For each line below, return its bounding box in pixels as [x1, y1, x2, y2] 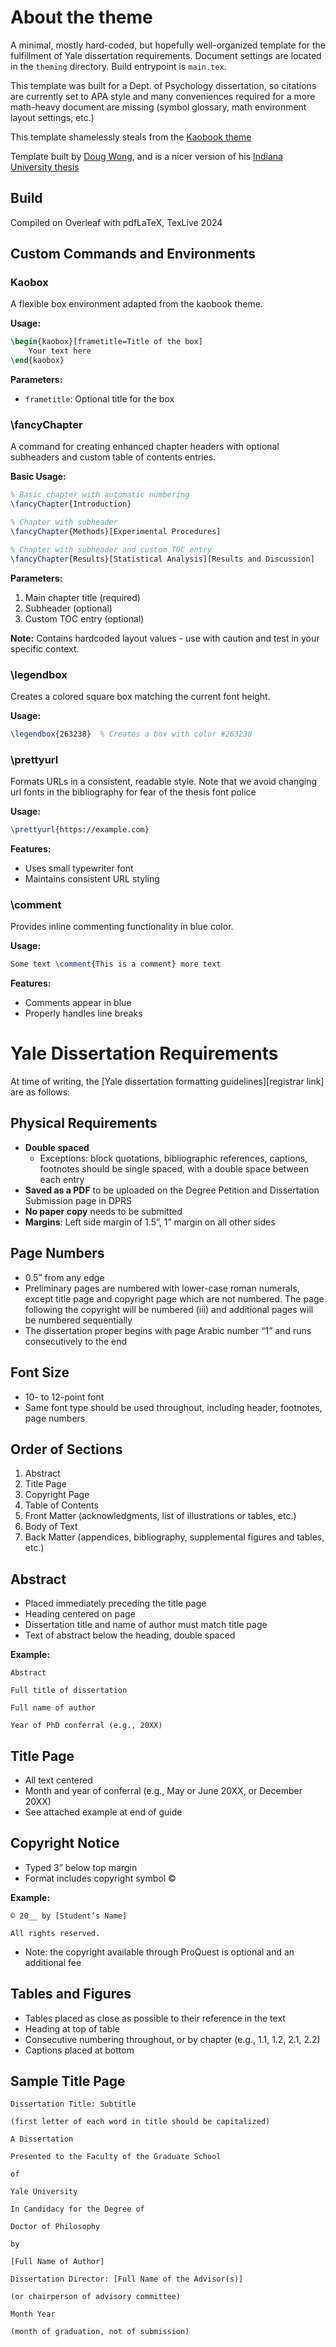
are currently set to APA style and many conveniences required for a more [10, 90, 316, 102]
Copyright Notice [10, 1835, 120, 1852]
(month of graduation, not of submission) [10, 2327, 190, 2337]
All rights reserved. [10, 1928, 101, 1938]
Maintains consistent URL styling [24, 872, 160, 885]
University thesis [10, 161, 80, 173]
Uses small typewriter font [24, 862, 134, 874]
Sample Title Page [10, 2072, 126, 2090]
